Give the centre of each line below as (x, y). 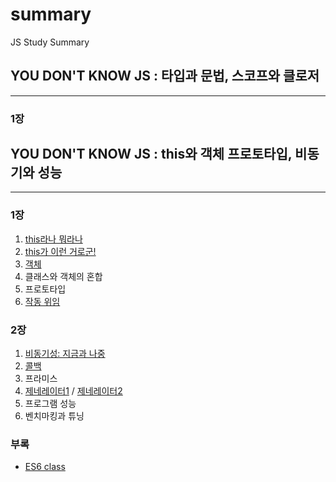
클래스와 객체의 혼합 (63, 276)
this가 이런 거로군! (60, 251)
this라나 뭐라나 (53, 239)
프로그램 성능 (50, 404)
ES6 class (45, 467)
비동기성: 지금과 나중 (65, 354)
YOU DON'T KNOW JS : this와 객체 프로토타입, (151, 154)
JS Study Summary (50, 42)
